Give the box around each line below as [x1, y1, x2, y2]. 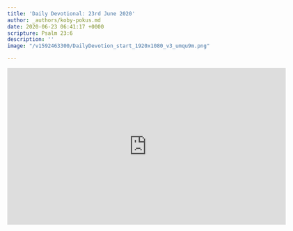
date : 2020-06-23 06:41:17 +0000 [7, 23, 104, 30]
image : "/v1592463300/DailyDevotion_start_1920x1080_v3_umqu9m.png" [7, 42, 210, 49]
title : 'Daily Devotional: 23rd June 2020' [7, 10, 136, 17]
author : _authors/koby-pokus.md [7, 17, 101, 24]
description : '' [7, 36, 54, 43]
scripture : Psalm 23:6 [7, 29, 73, 37]
